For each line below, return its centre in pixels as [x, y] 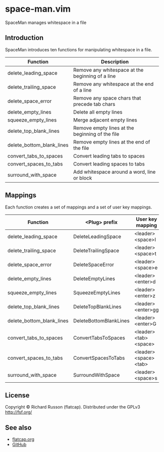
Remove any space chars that [107, 98]
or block [82, 178]
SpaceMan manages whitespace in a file [46, 22]
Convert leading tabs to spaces [109, 156]
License [17, 395]
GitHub [19, 445]
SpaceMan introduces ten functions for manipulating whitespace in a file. [79, 49]
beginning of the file [96, 134]
